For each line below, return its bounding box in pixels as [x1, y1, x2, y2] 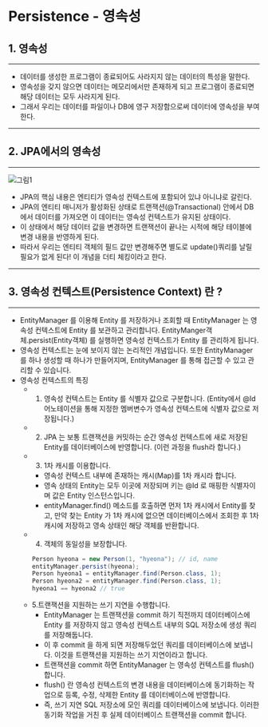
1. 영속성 [8, 42, 48, 55]
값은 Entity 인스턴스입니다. [52, 491, 136, 500]
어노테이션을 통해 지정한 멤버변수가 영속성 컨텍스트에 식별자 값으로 [43, 403, 251, 413]
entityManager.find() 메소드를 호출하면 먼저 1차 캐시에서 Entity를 [43, 500, 247, 510]
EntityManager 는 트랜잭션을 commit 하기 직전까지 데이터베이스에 [43, 610, 250, 619]
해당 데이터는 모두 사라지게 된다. [19, 92, 120, 101]
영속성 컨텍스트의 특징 [19, 375, 89, 384]
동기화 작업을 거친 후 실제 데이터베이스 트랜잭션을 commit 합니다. [43, 710, 247, 719]
